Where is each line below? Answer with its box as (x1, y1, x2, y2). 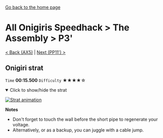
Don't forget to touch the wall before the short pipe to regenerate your (12, 116, 158, 122)
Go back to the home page (5, 5, 61, 10)
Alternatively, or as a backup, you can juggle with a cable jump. (12, 127, 144, 133)
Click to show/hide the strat (10, 87, 67, 93)
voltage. (12, 121, 30, 127)
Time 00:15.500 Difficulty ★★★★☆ (5, 77, 86, 83)
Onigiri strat (5, 64, 44, 73)
